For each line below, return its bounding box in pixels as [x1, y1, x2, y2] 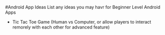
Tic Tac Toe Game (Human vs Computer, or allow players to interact [12, 19, 152, 25]
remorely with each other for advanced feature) [12, 24, 110, 30]
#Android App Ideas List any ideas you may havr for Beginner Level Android [5, 4, 161, 10]
